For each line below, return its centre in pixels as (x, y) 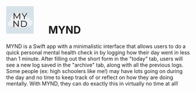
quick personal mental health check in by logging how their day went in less (98, 52)
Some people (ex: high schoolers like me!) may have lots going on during (94, 71)
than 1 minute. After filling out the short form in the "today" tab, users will (94, 58)
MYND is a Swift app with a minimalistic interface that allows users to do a (96, 46)
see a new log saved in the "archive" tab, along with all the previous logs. (95, 65)
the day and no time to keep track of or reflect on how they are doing (90, 77)
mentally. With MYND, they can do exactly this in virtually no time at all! (92, 83)
